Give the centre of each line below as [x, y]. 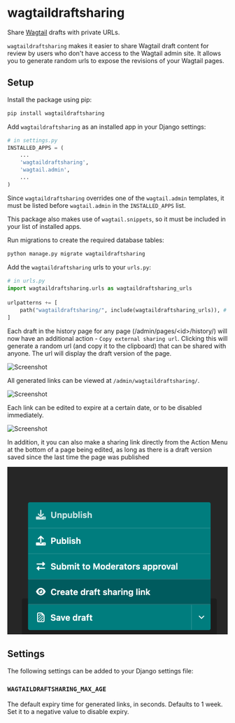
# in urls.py [26, 281]
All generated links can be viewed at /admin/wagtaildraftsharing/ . [104, 380]
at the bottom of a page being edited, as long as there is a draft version [109, 449]
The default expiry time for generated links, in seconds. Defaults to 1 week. [115, 704]
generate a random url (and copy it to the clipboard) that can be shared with [117, 346]
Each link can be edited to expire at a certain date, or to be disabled [105, 407]
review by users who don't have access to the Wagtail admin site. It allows [114, 53]
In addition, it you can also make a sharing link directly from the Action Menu [117, 442]
